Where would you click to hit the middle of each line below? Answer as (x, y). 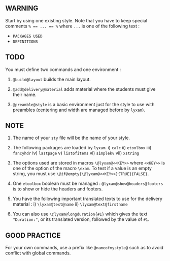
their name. (25, 94)
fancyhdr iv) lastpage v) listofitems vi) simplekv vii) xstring (76, 153)
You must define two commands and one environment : (63, 69)
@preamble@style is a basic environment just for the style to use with (83, 104)
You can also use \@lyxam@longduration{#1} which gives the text (80, 214)
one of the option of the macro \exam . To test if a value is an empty (82, 168)
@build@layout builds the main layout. (52, 79)
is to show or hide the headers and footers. (58, 189)
